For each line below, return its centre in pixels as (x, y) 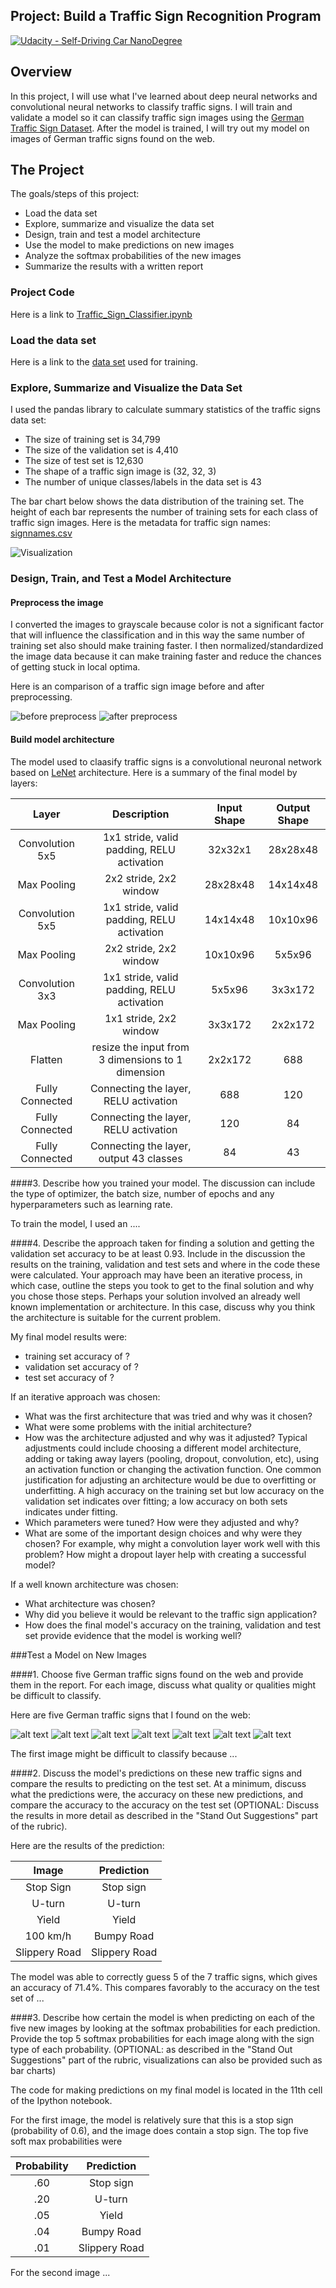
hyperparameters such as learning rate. (91, 1204)
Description (141, 814)
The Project (47, 170)
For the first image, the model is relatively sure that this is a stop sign (152, 2120)
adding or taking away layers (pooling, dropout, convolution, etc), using (172, 1458)
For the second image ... (60, 2272)
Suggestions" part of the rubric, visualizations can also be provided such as (166, 2060)
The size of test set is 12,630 (84, 461)
